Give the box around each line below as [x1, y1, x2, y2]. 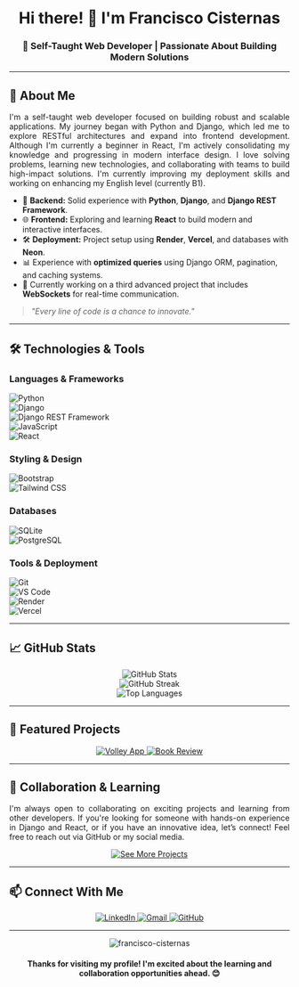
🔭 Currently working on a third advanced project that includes [21, 280, 249, 290]
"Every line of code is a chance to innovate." [30, 306, 195, 317]
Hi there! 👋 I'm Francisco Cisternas [19, 8, 280, 29]
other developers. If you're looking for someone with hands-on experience [9, 812, 290, 823]
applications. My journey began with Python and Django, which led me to [9, 121, 290, 132]
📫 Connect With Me [9, 884, 125, 899]
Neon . [21, 247, 46, 257]
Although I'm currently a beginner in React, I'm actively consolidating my [9, 140, 290, 151]
